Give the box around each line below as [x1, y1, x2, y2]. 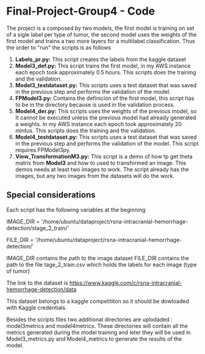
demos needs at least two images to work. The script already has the [15, 166, 189, 173]
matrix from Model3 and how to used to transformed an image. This [15, 159, 186, 166]
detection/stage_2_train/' [6, 224, 69, 232]
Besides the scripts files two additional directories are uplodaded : [6, 316, 173, 323]
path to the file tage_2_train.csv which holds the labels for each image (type [6, 261, 197, 268]
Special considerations [6, 190, 96, 200]
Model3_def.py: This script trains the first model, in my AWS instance [15, 62, 191, 69]
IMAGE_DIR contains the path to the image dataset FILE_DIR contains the [6, 254, 189, 261]
